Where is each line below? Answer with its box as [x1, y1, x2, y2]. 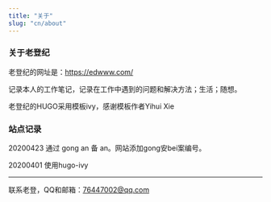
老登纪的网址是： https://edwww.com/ [8, 67, 134, 76]
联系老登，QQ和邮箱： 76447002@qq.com [8, 185, 150, 195]
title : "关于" [8, 11, 54, 20]
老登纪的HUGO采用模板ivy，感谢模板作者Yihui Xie [8, 101, 175, 111]
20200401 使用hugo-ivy [8, 160, 89, 170]
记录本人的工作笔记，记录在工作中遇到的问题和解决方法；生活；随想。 [8, 84, 242, 93]
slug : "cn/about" [8, 19, 67, 27]
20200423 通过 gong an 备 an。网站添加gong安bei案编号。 [8, 143, 206, 153]
